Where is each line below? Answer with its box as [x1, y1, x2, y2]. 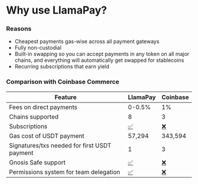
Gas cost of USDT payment [9, 132, 84, 140]
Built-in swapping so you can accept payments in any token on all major [14, 51, 190, 58]
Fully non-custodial [14, 44, 62, 51]
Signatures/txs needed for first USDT [9, 141, 112, 149]
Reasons [6, 25, 32, 33]
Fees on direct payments [9, 103, 78, 111]
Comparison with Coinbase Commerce [6, 78, 120, 86]
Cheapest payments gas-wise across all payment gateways [14, 38, 160, 45]
